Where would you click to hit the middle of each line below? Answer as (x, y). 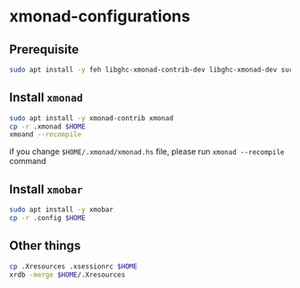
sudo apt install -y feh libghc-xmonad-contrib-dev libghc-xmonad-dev (143, 70)
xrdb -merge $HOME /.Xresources (67, 275)
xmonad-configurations (100, 16)
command (28, 161)
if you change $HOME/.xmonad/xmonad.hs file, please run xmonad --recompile (147, 152)
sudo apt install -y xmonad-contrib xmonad (92, 118)
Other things (45, 246)
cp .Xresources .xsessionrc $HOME (74, 266)
